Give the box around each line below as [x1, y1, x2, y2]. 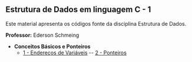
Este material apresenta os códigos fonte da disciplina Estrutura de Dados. [5, 20, 187, 27]
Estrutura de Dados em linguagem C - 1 [5, 5, 151, 15]
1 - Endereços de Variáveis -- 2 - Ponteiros [22, 49, 127, 56]
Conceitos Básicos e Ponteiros [14, 43, 91, 50]
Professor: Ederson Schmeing [5, 32, 80, 39]
